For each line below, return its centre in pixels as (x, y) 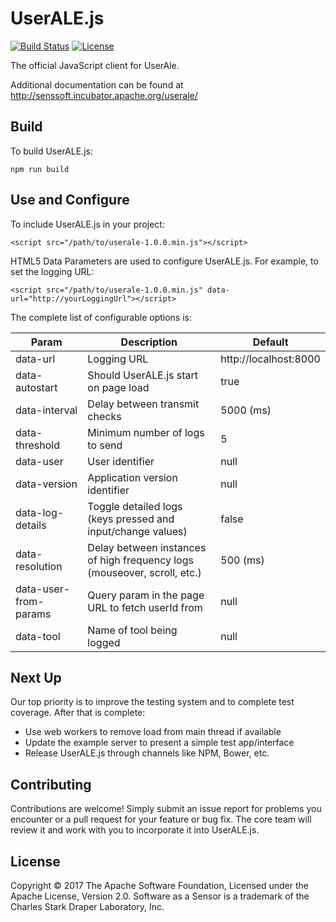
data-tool (38, 636)
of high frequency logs (140, 560)
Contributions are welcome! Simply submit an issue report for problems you (166, 809)
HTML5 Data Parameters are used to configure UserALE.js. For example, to (164, 261)
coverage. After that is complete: (78, 713)
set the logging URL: (52, 271)
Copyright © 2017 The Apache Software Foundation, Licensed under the (159, 885)
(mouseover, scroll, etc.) (144, 572)
